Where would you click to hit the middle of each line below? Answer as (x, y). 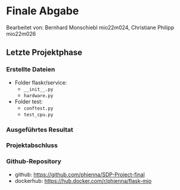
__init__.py (38, 89)
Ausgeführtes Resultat (40, 129)
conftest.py (38, 108)
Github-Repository (34, 161)
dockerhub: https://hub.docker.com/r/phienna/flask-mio (83, 180)
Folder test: (29, 101)
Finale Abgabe (42, 11)
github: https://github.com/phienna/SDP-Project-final (80, 175)
